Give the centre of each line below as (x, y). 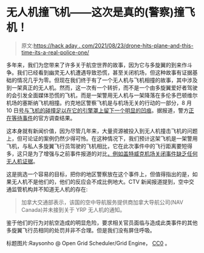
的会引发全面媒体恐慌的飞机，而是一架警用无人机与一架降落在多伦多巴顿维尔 (102, 95)
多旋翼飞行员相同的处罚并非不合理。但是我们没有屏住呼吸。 (81, 230)
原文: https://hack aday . (51, 46)
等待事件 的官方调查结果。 (43, 118)
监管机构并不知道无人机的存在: (49, 189)
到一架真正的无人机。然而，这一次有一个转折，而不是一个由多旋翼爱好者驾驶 (102, 87)
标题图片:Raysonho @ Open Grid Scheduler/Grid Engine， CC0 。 (88, 243)
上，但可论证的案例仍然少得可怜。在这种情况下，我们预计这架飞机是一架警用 (102, 138)
